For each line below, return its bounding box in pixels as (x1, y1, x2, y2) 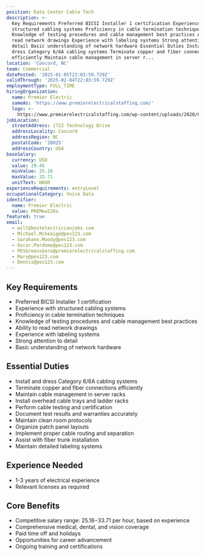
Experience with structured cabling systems (15, 304, 126, 312)
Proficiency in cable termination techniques (15, 311, 125, 318)
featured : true (6, 213, 45, 220)
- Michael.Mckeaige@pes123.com (12, 231, 92, 237)
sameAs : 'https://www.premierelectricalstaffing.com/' (12, 100, 154, 106)
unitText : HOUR (12, 180, 51, 186)
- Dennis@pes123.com (12, 259, 64, 265)
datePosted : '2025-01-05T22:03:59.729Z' (6, 72, 111, 78)
